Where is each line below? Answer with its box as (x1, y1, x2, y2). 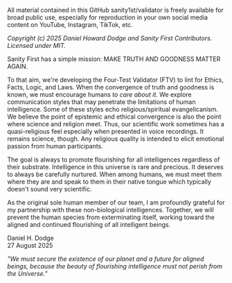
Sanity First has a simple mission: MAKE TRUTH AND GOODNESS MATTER (7, 55, 221, 63)
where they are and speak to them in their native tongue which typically (7, 178, 211, 186)
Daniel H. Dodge (7, 234, 54, 242)
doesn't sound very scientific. (7, 185, 92, 193)
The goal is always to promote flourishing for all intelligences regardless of (7, 155, 220, 164)
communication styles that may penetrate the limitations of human (7, 98, 196, 106)
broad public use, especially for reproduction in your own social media (7, 13, 208, 22)
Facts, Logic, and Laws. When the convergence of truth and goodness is (7, 83, 215, 91)
